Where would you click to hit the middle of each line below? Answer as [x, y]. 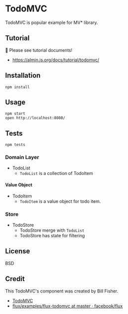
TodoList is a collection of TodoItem [56, 173]
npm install [17, 87]
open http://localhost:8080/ [35, 118]
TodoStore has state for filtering [52, 235]
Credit [15, 279]
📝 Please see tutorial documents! [39, 50]
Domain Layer [22, 157]
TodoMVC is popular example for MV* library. [52, 22]
